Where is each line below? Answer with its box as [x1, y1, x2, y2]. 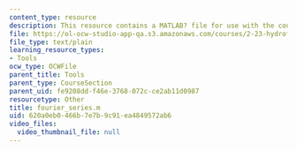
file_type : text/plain [9, 37, 93, 47]
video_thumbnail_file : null [17, 128, 121, 137]
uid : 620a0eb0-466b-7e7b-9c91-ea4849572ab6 [9, 111, 172, 120]
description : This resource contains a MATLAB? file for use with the [9, 21, 275, 30]
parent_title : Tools [9, 71, 86, 79]
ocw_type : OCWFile [9, 63, 77, 71]
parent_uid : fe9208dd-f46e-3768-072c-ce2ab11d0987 [9, 86, 200, 95]
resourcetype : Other [9, 94, 86, 104]
